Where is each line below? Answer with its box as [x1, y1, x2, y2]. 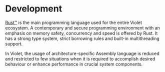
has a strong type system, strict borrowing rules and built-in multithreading [5, 35, 160, 41]
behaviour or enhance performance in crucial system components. [5, 61, 143, 67]
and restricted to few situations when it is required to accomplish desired [5, 55, 155, 61]
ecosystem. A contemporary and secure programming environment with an [5, 24, 160, 30]
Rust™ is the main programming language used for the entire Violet [5, 19, 142, 25]
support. [5, 40, 23, 46]
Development [5, 3, 62, 14]
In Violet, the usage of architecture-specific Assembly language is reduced [5, 50, 160, 56]
